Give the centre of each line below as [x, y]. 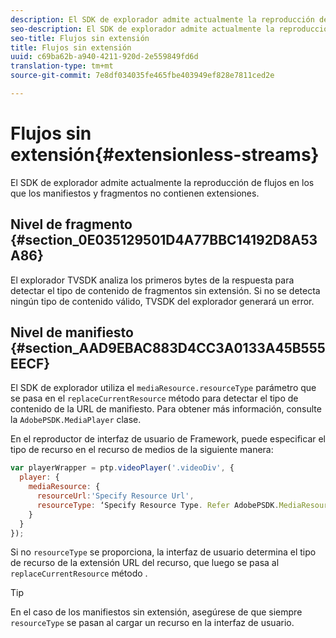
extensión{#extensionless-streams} [165, 155]
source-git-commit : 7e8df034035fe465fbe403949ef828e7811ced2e [142, 76]
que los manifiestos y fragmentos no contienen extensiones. [135, 193]
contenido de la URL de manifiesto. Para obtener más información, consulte [166, 409]
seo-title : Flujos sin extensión [80, 38]
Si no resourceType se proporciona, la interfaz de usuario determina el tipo [163, 552]
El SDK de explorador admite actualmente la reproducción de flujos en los [162, 182]
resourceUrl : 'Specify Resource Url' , [115, 496]
